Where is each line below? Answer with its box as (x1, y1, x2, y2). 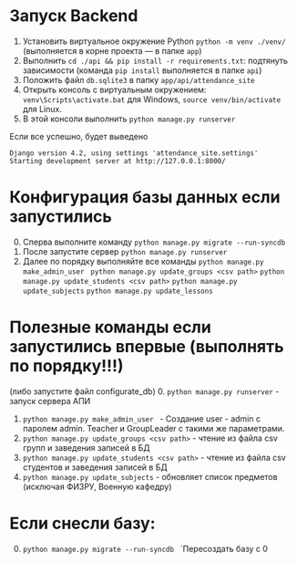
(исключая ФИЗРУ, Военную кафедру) (22, 481, 172, 492)
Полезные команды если (9, 317, 211, 338)
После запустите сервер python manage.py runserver (22, 245, 228, 256)
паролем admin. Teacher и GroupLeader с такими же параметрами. (22, 422, 285, 433)
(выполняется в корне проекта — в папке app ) (22, 45, 202, 56)
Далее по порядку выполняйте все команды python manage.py (22, 255, 264, 266)
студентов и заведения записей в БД (22, 462, 168, 473)
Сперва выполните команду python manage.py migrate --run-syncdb (22, 236, 286, 247)
